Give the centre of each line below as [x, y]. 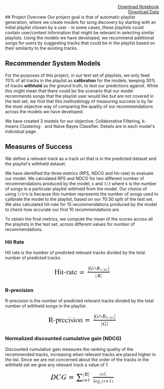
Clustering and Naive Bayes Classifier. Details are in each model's [87, 126]
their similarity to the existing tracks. [41, 48]
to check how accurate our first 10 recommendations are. [63, 209]
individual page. [21, 131]
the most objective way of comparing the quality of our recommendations [79, 106]
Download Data [143, 12]
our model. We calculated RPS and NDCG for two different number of [75, 178]
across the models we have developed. [44, 111]
